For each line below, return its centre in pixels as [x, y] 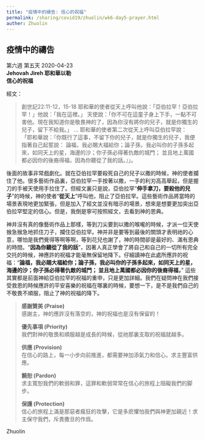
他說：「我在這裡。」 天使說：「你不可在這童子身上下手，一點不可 [117, 114]
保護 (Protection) [43, 404]
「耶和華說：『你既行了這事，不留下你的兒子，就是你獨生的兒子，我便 [108, 137]
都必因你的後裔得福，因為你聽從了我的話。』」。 [79, 160]
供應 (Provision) [41, 347]
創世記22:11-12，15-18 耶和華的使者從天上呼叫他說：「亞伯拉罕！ [102, 107]
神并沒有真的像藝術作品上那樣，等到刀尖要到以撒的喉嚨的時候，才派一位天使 [103, 224]
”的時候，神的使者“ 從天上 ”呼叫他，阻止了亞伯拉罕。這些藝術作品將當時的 [103, 196]
